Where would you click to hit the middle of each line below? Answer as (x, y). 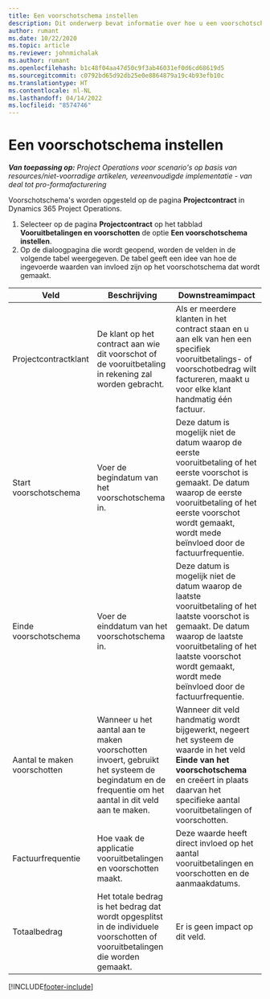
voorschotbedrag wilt (216, 369)
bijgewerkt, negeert (213, 730)
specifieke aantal (208, 800)
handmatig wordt (208, 720)
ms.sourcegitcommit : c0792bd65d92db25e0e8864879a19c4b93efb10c (117, 76)
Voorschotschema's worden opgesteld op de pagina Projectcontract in (127, 200)
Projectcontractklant (51, 359)
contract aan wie (129, 344)
